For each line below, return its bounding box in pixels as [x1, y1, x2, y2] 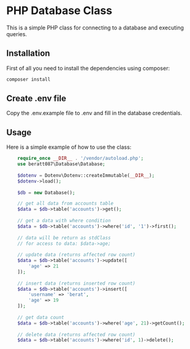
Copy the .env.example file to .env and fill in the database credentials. [6, 110, 183, 117]
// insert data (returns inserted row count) [17, 280, 136, 287]
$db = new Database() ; [17, 189, 75, 196]
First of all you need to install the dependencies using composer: [6, 64, 170, 72]
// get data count [17, 314, 64, 320]
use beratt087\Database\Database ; [17, 161, 105, 167]
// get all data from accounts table [17, 200, 114, 207]
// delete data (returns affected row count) [17, 331, 136, 337]
